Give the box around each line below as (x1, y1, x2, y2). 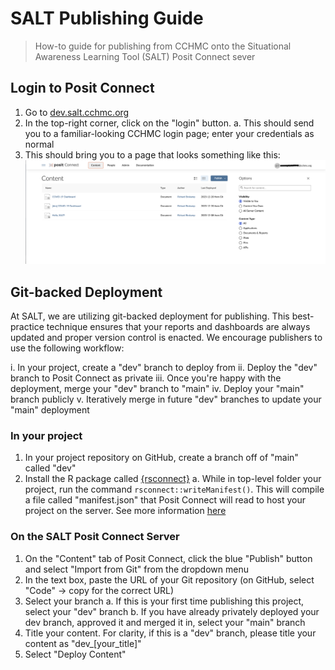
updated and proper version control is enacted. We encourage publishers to (10, 332, 323, 344)
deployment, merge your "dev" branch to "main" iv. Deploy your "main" (10, 383, 305, 395)
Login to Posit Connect (10, 80, 155, 97)
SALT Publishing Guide (10, 7, 204, 30)
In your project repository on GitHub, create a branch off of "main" (24, 452, 299, 464)
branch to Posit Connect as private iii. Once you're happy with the (10, 372, 282, 384)
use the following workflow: (10, 342, 125, 354)
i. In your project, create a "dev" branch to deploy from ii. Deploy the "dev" (10, 362, 318, 374)
